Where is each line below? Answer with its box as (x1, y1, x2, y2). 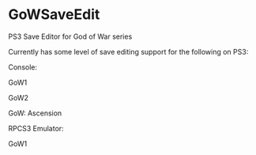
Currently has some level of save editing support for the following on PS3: (8, 47, 249, 56)
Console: (8, 62, 38, 72)
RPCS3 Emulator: (8, 123, 65, 133)
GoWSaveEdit (8, 6, 100, 24)
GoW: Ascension (8, 108, 62, 118)
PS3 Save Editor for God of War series (8, 32, 133, 41)
